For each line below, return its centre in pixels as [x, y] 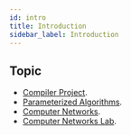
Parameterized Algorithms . [72, 102]
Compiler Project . [55, 93]
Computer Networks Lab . [70, 121]
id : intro [28, 18]
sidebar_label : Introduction [64, 34]
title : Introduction [48, 26]
